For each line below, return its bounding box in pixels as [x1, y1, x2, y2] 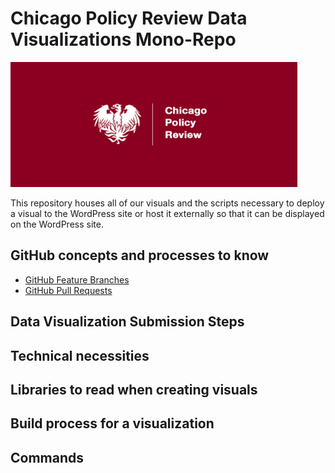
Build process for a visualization [10, 415, 215, 432]
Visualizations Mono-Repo [10, 28, 237, 51]
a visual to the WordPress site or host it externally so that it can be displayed [10, 207, 325, 219]
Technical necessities [10, 347, 150, 364]
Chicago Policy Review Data [10, 7, 248, 30]
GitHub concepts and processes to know [10, 247, 270, 264]
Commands [10, 449, 85, 466]
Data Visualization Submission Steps [10, 313, 245, 331]
